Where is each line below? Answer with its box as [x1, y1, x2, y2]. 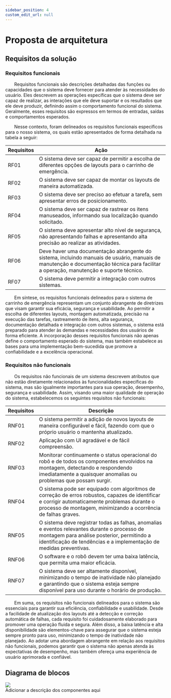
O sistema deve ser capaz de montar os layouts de [39, 177, 160, 184]
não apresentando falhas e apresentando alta [39, 233, 148, 240]
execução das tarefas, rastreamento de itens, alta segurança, [5, 316, 134, 322]
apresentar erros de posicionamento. [39, 197, 128, 205]
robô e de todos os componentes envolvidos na [39, 458, 153, 465]
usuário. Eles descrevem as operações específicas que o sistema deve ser [5, 92, 162, 98]
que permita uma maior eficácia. [39, 559, 117, 566]
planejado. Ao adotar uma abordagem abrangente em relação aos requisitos [5, 637, 165, 643]
